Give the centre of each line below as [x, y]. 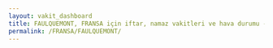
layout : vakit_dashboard [50, 16]
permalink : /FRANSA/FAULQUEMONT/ [65, 31]
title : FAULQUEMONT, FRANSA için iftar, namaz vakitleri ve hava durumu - [138, 24]
